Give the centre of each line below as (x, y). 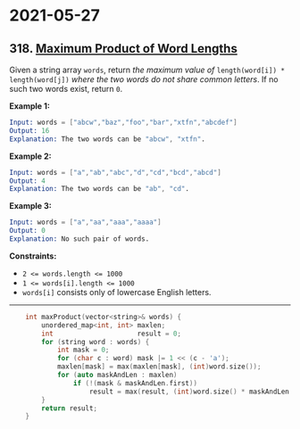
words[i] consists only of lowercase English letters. (117, 292)
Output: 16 (29, 130)
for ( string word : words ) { (96, 342)
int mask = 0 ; (83, 350)
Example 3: (30, 206)
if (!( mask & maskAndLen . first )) (135, 383)
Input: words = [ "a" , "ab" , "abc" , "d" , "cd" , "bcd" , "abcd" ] (115, 172)
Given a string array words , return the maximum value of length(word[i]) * (147, 70)
